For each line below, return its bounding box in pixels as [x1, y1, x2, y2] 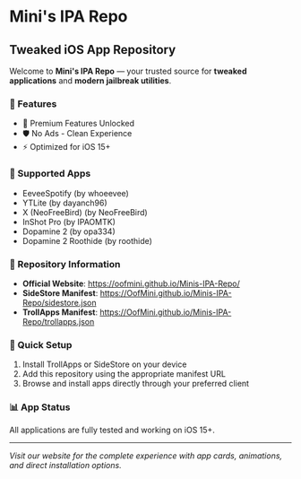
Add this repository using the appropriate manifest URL [21, 369, 227, 379]
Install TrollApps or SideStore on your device [21, 359, 187, 370]
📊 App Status [9, 401, 71, 414]
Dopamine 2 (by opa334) [21, 226, 116, 237]
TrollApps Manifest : [21, 307, 99, 318]
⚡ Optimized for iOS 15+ [21, 142, 111, 152]
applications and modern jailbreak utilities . [9, 75, 172, 86]
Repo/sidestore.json [21, 297, 97, 308]
